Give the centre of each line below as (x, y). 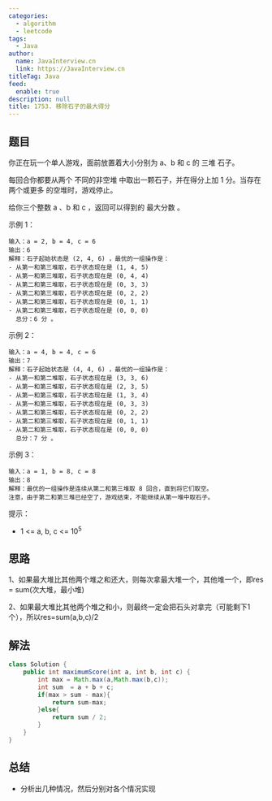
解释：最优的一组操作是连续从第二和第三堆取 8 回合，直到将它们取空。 (110, 488)
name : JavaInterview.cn (56, 62)
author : (22, 54)
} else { (49, 710)
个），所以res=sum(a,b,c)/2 (54, 617)
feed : (17, 84)
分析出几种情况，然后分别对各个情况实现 (88, 788)
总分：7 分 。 (37, 438)
